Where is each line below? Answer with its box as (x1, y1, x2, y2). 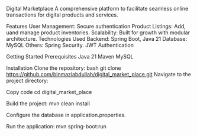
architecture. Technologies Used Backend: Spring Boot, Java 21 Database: (6, 35, 188, 42)
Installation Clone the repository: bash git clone (6, 64, 121, 72)
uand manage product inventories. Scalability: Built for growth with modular (6, 29, 190, 36)
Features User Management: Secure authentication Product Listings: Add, (6, 23, 186, 30)
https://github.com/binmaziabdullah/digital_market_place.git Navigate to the (6, 71, 191, 77)
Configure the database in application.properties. (6, 112, 126, 118)
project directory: (6, 77, 49, 84)
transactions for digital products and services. (6, 11, 118, 18)
